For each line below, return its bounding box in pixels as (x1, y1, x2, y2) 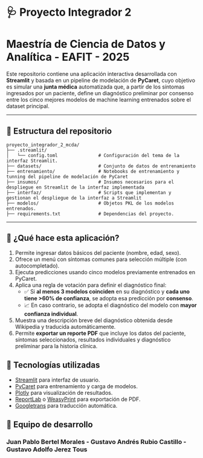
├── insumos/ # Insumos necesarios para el (6, 179, 174, 185)
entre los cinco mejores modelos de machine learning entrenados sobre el (6, 96, 192, 104)
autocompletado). (14, 262, 60, 269)
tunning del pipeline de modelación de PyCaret (6, 173, 129, 180)
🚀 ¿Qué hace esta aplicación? (6, 233, 120, 243)
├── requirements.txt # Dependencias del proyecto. (6, 210, 174, 217)
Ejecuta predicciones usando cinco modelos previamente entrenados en (14, 268, 195, 275)
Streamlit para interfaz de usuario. (14, 376, 100, 383)
